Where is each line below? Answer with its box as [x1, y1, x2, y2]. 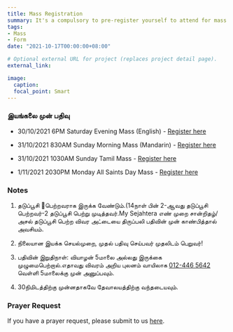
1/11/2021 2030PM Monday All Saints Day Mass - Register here [17, 168, 198, 176]
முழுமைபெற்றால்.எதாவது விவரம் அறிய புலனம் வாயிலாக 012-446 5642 [17, 260, 211, 269]
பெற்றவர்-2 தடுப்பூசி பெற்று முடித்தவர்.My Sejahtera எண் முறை [17, 208, 189, 218]
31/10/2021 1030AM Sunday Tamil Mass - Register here [17, 154, 177, 162]
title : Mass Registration [7, 10, 83, 18]
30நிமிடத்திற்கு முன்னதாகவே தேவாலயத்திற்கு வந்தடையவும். [17, 282, 178, 291]
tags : [7, 23, 23, 30]
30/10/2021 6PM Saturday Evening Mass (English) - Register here [17, 127, 206, 135]
